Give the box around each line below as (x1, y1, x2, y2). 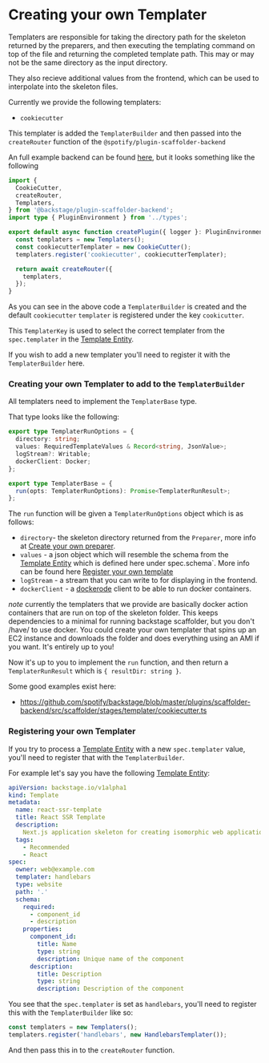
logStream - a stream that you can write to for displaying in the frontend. (19, 576, 258, 585)
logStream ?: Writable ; (15, 451, 91, 459)
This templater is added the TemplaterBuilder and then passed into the (8, 128, 242, 138)
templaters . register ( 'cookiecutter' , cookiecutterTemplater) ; (15, 250, 227, 258)
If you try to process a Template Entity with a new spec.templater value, (8, 744, 246, 754)
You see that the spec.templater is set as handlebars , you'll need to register (8, 1000, 258, 1009)
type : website (15, 880, 62, 889)
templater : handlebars (15, 873, 91, 881)
